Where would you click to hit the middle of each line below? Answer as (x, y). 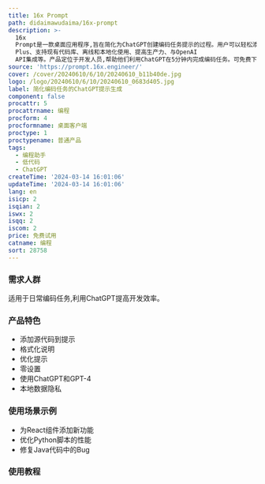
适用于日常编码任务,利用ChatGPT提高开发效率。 (86, 298)
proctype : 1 (28, 133)
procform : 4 (28, 118)
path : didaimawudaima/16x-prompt (63, 23)
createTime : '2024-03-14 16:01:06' (67, 177)
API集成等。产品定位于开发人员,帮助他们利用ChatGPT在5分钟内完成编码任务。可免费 (133, 60)
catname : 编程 (30, 243)
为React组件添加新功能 (57, 430)
